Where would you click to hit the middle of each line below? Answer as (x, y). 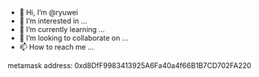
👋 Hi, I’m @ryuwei (48, 12)
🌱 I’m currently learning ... (62, 29)
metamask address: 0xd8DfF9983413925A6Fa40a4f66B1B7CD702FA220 (129, 65)
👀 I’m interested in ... (53, 21)
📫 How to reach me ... (56, 47)
